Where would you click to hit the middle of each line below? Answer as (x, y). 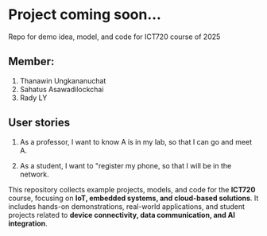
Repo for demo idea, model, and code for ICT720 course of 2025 (114, 37)
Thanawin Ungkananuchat (63, 80)
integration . (28, 223)
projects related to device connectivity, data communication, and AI (122, 215)
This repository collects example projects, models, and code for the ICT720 (132, 189)
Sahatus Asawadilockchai (62, 89)
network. (34, 174)
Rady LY (33, 98)
